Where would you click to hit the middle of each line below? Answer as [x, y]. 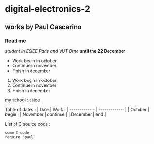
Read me [15, 41]
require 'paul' [20, 137]
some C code [17, 133]
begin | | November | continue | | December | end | [55, 114]
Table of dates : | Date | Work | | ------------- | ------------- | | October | [77, 109]
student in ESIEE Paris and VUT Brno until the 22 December [65, 51]
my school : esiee [23, 100]
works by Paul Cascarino [43, 27]
